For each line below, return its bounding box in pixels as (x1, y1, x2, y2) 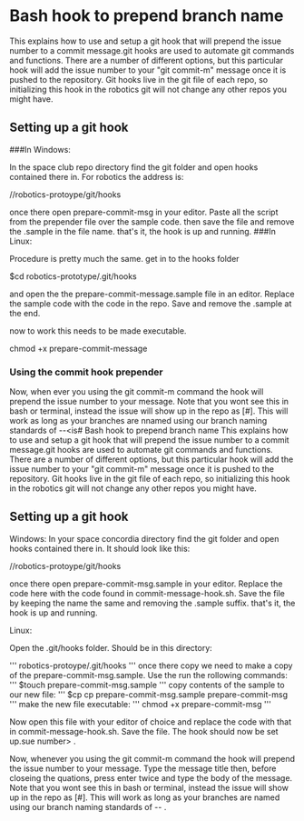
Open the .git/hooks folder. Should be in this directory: (9, 642, 213, 653)
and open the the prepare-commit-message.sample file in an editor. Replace (9, 288, 295, 299)
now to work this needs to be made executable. (9, 325, 187, 336)
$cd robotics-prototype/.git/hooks (9, 270, 138, 282)
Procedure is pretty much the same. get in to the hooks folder (9, 253, 240, 264)
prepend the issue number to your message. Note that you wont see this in (9, 396, 289, 407)
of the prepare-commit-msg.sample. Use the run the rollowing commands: (9, 669, 289, 680)
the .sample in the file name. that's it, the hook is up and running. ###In (9, 225, 277, 236)
